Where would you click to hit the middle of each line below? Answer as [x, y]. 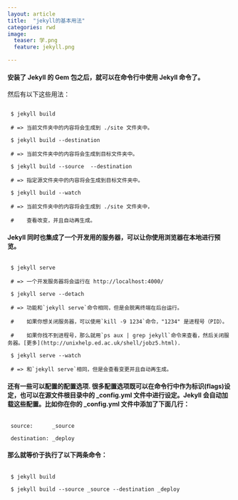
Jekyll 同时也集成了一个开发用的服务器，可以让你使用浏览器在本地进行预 [114, 237]
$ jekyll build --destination [55, 141]
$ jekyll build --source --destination [71, 167]
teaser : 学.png [36, 41]
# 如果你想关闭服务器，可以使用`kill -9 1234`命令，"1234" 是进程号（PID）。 [119, 322]
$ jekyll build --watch [46, 193]
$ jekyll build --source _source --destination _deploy [95, 489]
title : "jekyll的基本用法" [46, 21]
